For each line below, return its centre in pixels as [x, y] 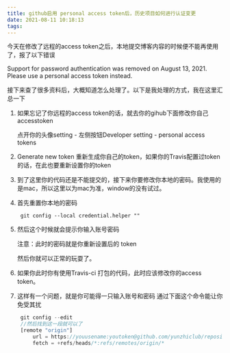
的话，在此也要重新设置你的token [64, 166]
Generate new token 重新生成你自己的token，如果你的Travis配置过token [118, 157]
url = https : [51, 337]
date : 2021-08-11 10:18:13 [46, 20]
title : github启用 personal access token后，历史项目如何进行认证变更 [102, 13]
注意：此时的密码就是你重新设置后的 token [77, 244]
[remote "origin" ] [47, 330]
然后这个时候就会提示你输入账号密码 [68, 229]
